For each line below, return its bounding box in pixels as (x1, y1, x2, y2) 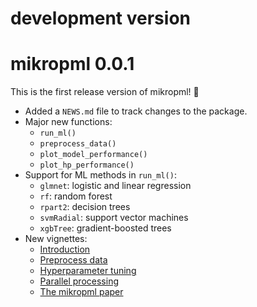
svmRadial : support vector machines (39, 212, 189, 224)
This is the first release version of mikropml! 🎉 (10, 86, 200, 98)
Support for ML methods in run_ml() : (24, 169, 177, 181)
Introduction (39, 243, 91, 256)
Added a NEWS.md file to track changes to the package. (24, 105, 248, 117)
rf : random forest (39, 190, 113, 202)
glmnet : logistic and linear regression (39, 180, 192, 192)
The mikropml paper (39, 286, 124, 298)
